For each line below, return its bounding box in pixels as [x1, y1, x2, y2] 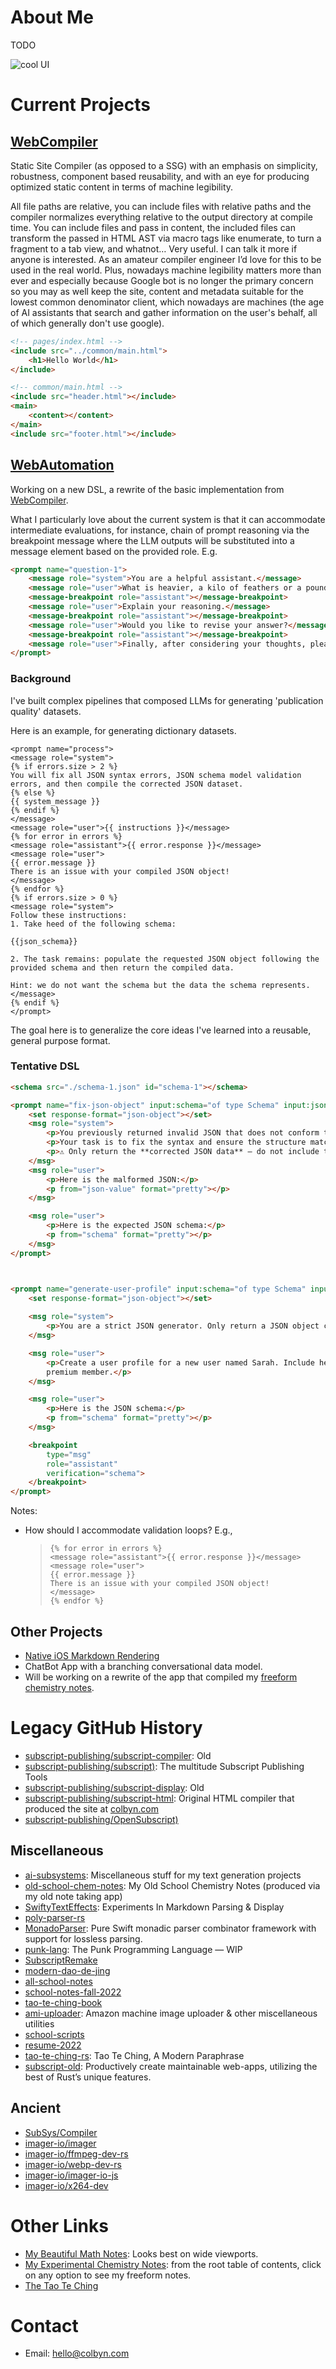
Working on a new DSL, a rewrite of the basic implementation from [10, 483, 285, 495]
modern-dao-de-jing [24, 1964, 111, 1976]
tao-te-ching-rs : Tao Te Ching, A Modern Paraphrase [24, 2049, 245, 2061]
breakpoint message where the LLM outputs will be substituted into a [10, 534, 295, 546]
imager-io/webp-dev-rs [24, 2158, 122, 2170]
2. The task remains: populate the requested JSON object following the [10, 954, 320, 964]
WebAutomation [10, 457, 115, 474]
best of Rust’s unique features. [24, 2071, 152, 2083]
